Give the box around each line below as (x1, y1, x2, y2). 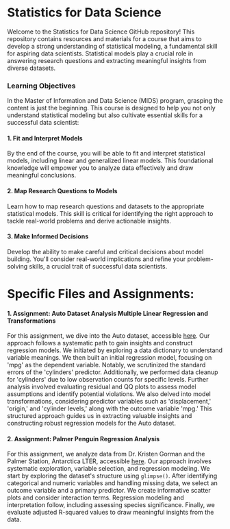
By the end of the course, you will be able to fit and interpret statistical (7, 149, 205, 158)
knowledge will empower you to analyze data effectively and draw (7, 164, 194, 172)
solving (7, 262, 28, 270)
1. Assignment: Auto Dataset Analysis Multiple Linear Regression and (7, 309, 209, 317)
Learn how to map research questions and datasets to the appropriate (7, 202, 205, 210)
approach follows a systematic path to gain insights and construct (7, 339, 193, 347)
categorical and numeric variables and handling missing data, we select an (7, 479, 218, 487)
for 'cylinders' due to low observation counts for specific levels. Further (7, 376, 209, 384)
